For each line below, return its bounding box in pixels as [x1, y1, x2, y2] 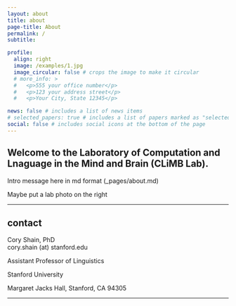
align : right [13, 56, 52, 63]
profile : [7, 49, 33, 56]
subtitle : [7, 37, 37, 44]
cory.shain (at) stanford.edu [7, 243, 88, 252]
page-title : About [7, 23, 61, 30]
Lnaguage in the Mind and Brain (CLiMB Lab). [7, 158, 209, 170]
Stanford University [7, 270, 64, 279]
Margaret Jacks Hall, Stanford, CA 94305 [7, 284, 127, 293]
